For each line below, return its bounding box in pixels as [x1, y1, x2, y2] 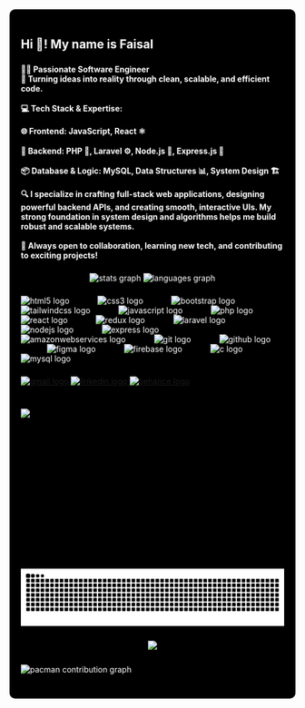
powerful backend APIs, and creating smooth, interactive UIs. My [21, 202, 272, 212]
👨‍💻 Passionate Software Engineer [21, 64, 150, 75]
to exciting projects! [21, 250, 98, 261]
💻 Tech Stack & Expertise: [21, 103, 123, 114]
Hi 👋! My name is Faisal [21, 36, 154, 53]
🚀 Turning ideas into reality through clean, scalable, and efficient [21, 74, 271, 84]
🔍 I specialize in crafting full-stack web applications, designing [21, 189, 265, 200]
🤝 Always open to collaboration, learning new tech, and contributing [21, 241, 283, 251]
